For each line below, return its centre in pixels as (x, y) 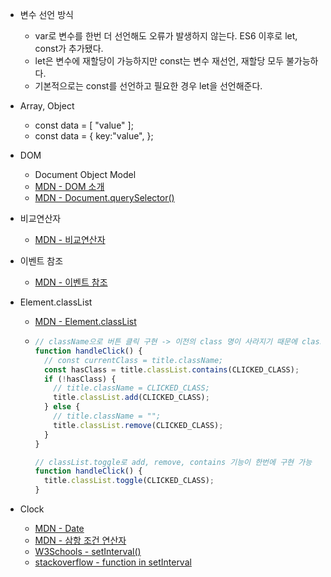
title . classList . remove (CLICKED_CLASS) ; (138, 425)
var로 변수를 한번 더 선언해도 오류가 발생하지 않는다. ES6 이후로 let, (166, 36)
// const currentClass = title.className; (133, 360)
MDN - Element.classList (85, 321)
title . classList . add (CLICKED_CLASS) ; (131, 398)
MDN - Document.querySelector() (104, 197)
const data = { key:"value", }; (94, 136)
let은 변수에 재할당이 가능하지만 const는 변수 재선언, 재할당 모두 (159, 61)
